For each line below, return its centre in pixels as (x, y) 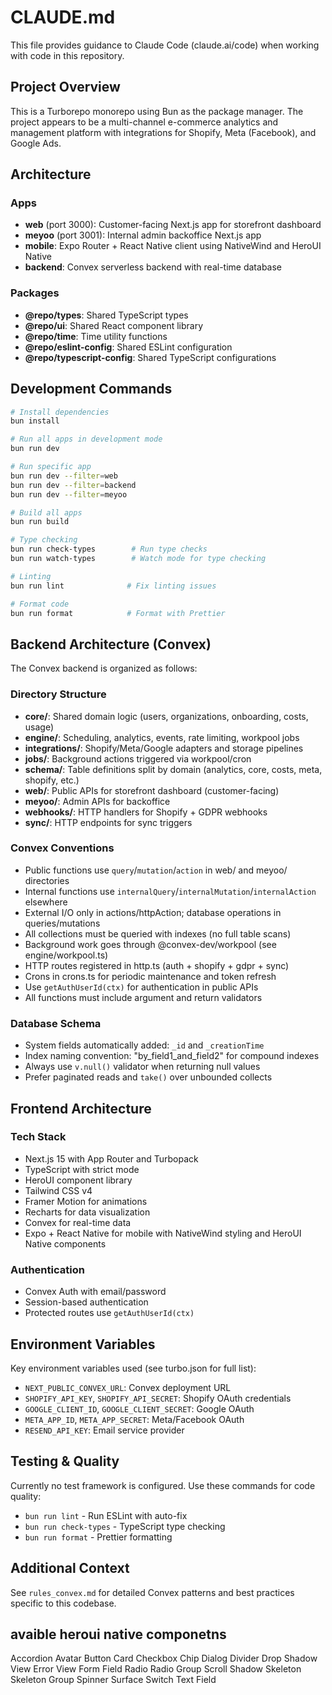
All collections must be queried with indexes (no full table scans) (158, 933)
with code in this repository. (67, 55)
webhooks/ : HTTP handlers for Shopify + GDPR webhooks (146, 812)
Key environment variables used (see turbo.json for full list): (133, 1368)
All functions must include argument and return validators (143, 997)
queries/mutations (62, 923)
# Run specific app (51, 467)
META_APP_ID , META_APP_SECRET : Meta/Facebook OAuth (134, 1419)
